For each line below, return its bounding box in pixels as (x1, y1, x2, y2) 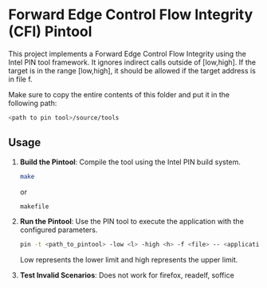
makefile (19, 202, 49, 211)
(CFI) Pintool (8, 22, 92, 41)
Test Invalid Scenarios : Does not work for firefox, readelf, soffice (19, 270, 235, 280)
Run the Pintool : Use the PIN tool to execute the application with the (19, 217, 245, 227)
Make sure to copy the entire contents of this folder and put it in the (8, 89, 230, 99)
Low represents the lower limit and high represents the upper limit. (19, 255, 238, 265)
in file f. (8, 74, 33, 84)
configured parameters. (19, 225, 98, 235)
